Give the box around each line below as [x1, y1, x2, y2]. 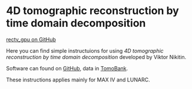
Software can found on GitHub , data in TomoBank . [6, 64, 128, 71]
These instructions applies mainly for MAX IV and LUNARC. [6, 76, 150, 83]
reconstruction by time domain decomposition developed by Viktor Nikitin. [6, 53, 187, 60]
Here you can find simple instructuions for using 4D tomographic [6, 47, 164, 54]
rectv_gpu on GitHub [6, 36, 56, 43]
